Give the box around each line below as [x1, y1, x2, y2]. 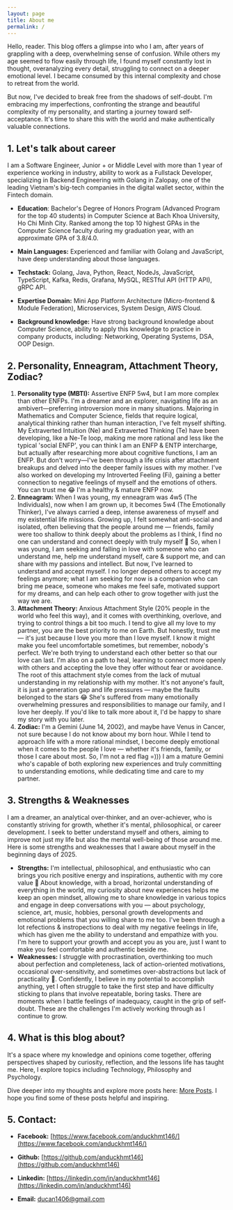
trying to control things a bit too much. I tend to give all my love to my [17, 619, 216, 627]
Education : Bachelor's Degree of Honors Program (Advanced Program [17, 204, 220, 213]
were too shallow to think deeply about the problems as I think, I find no [17, 530, 223, 538]
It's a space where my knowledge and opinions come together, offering [7, 1050, 212, 1059]
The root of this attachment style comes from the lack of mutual [17, 671, 200, 679]
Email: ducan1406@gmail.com [17, 1195, 105, 1203]
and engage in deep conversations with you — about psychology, [17, 901, 206, 909]
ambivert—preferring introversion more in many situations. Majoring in [17, 404, 219, 412]
